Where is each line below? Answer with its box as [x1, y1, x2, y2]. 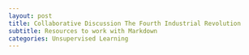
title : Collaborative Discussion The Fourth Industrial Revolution [8, 19, 242, 27]
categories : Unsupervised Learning [8, 34, 129, 43]
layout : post [8, 11, 53, 20]
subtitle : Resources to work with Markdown [8, 27, 158, 35]
